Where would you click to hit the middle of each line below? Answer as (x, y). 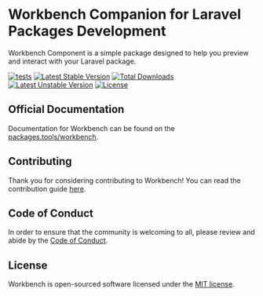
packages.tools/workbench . (53, 137)
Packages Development (87, 31)
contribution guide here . (47, 188)
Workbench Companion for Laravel (125, 15)
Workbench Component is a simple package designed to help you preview (128, 53)
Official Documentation (66, 110)
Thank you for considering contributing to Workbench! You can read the (124, 180)
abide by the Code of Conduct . (58, 240)
